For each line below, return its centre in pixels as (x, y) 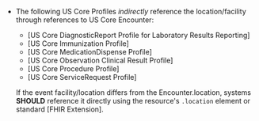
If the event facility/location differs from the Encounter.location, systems (133, 93)
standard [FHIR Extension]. (60, 109)
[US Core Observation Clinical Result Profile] (100, 60)
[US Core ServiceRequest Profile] (82, 77)
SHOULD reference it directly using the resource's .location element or (133, 101)
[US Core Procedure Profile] (73, 69)
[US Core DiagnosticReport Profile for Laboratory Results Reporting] (139, 35)
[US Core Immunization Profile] (78, 43)
